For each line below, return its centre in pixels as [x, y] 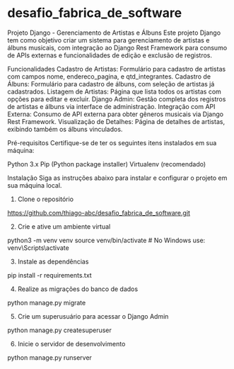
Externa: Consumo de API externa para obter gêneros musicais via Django [116, 114]
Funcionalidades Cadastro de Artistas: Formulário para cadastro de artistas [117, 69]
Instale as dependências [53, 261]
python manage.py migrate [47, 302]
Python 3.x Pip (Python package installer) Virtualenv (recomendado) [107, 164]
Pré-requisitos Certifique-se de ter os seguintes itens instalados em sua [112, 142]
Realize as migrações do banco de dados [78, 289]
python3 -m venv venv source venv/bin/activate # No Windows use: [106, 240]
